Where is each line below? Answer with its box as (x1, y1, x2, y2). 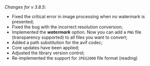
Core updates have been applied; (11, 45, 80, 50)
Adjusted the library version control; (11, 50, 85, 56)
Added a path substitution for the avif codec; (11, 40, 103, 45)
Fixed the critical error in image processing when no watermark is (11, 14, 145, 19)
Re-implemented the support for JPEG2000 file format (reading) (11, 55, 138, 61)
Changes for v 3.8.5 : (4, 4, 46, 10)
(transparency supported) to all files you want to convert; (11, 34, 128, 40)
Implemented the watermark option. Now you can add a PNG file (11, 29, 142, 35)
